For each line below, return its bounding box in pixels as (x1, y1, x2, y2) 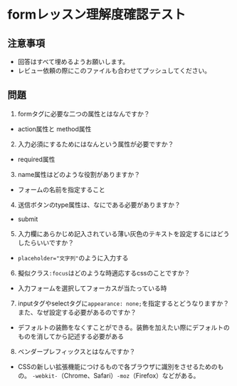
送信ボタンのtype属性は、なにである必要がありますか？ (17, 200, 181, 209)
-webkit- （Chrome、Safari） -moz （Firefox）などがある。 (31, 371, 200, 380)
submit (17, 215, 38, 223)
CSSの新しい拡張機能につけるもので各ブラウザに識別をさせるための (17, 362, 218, 371)
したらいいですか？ (17, 238, 75, 247)
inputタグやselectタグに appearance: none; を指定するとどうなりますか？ (17, 299, 230, 308)
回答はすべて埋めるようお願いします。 (17, 58, 130, 66)
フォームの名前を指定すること (17, 185, 105, 193)
